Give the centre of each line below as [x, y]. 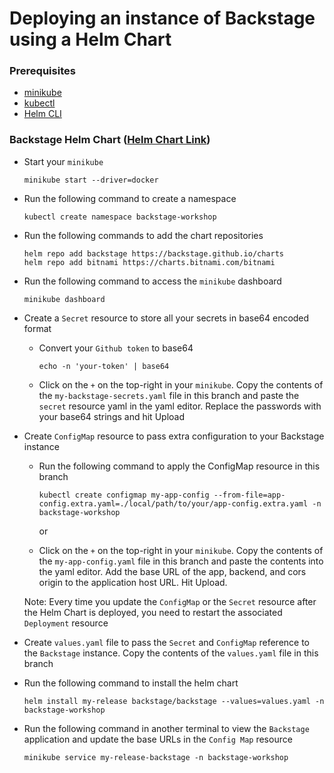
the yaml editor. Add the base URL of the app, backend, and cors [172, 571]
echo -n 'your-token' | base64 [104, 366]
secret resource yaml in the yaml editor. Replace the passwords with [180, 406]
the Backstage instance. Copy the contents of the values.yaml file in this [171, 653]
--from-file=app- [249, 495]
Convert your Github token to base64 [116, 348]
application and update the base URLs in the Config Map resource [158, 739]
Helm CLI [42, 114]
